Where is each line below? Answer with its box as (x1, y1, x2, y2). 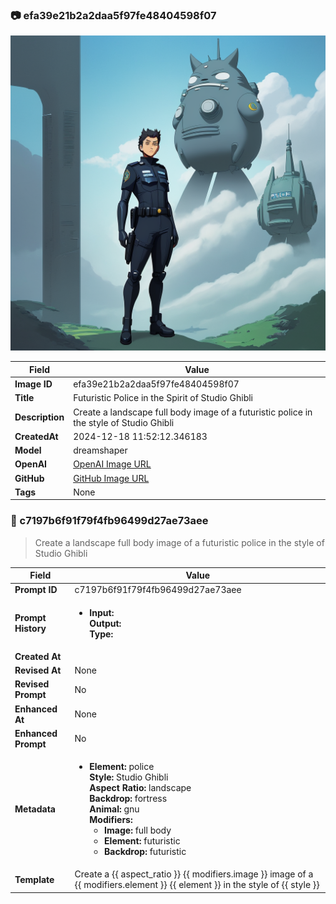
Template (14, 873, 55, 885)
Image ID (14, 378, 53, 390)
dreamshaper (73, 444, 128, 457)
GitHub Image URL (73, 472, 150, 484)
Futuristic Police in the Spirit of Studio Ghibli (73, 392, 253, 404)
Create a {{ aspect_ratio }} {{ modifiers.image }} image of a (74, 868, 314, 880)
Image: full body (104, 824, 172, 837)
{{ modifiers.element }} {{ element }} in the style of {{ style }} (74, 879, 320, 891)
